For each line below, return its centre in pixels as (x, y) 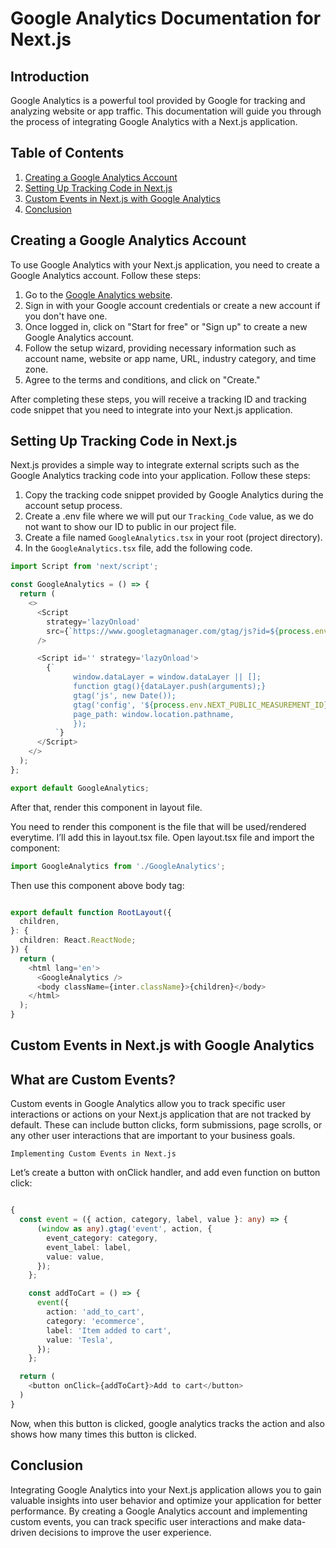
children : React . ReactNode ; (78, 940)
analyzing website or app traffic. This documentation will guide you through (166, 111)
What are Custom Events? (93, 1079)
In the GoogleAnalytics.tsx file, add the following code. (138, 548)
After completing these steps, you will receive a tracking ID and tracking (158, 399)
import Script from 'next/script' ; (84, 567)
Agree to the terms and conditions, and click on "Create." (142, 379)
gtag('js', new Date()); (125, 695)
